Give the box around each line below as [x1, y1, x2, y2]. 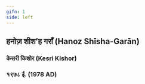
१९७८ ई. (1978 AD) [6, 70, 57, 78]
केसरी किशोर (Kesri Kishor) [6, 54, 77, 63]
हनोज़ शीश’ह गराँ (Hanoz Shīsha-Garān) [6, 36, 140, 46]
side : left [6, 14, 33, 20]
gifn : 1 [6, 8, 26, 15]
